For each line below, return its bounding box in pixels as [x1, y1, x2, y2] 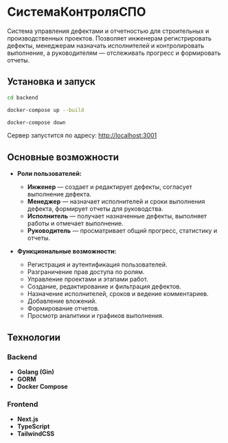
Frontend [7, 399, 38, 409]
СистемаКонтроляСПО [7, 4, 146, 20]
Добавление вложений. [27, 297, 98, 306]
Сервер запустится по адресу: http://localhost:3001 [7, 131, 157, 139]
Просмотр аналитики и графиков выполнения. [27, 312, 164, 320]
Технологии [7, 331, 60, 343]
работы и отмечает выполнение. [27, 219, 124, 227]
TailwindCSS [16, 430, 55, 438]
